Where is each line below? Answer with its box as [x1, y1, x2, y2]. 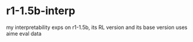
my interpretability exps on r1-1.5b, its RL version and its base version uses [6, 24, 188, 31]
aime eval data [6, 30, 42, 37]
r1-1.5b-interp [6, 4, 76, 18]
